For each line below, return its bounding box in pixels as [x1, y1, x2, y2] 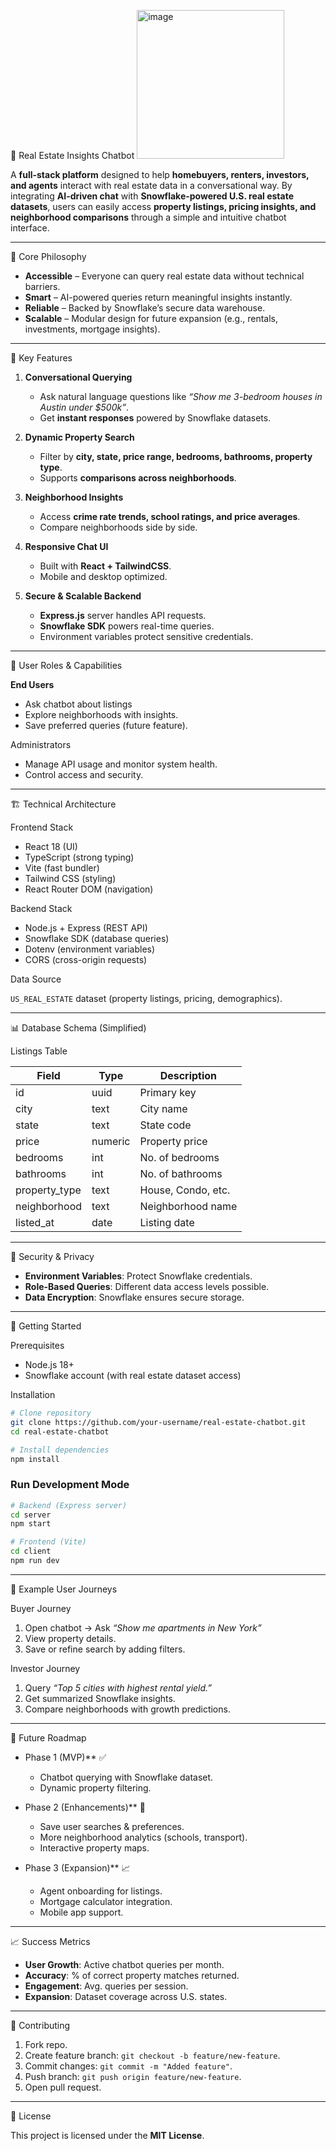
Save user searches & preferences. [39, 1820, 185, 1832]
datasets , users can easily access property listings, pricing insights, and [10, 201, 317, 212]
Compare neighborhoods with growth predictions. [24, 1703, 231, 1715]
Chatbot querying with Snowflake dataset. [39, 1771, 214, 1783]
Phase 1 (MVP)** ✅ [24, 1751, 107, 1763]
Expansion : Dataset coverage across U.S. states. [24, 1990, 228, 2002]
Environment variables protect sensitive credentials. [39, 631, 254, 642]
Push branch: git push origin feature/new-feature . [24, 2070, 242, 2082]
